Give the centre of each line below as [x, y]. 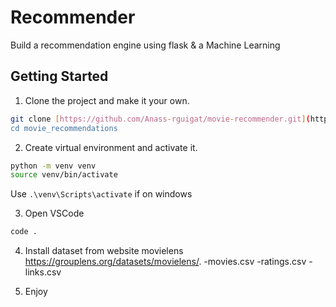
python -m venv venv [53, 166]
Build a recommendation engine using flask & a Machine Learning [145, 45]
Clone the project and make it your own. [107, 100]
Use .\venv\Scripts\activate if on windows [101, 194]
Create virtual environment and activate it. [111, 147]
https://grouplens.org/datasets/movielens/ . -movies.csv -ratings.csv [165, 262]
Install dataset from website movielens [104, 251]
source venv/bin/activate [64, 175]
